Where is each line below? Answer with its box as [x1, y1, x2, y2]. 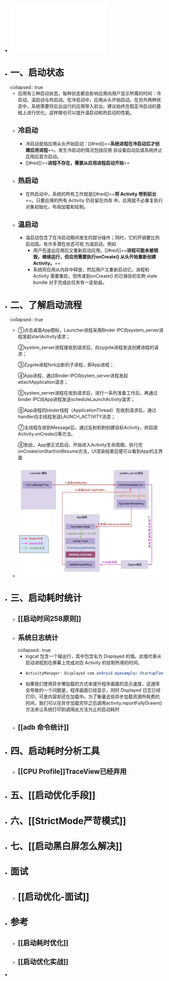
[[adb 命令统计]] [17, 723, 69, 731]
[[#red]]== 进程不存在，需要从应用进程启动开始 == [25, 159, 130, 166]
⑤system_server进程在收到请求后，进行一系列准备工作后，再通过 [17, 390, 158, 396]
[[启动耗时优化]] [17, 938, 69, 947]
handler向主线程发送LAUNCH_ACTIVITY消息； [17, 414, 116, 420]
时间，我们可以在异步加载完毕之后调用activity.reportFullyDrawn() [25, 700, 162, 706]
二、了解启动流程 [10, 299, 82, 311]
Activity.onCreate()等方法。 [17, 431, 76, 437]
